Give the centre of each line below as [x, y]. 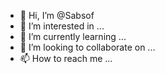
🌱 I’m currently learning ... [73, 36]
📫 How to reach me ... [66, 58]
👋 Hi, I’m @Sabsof [57, 15]
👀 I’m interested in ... [62, 26]
